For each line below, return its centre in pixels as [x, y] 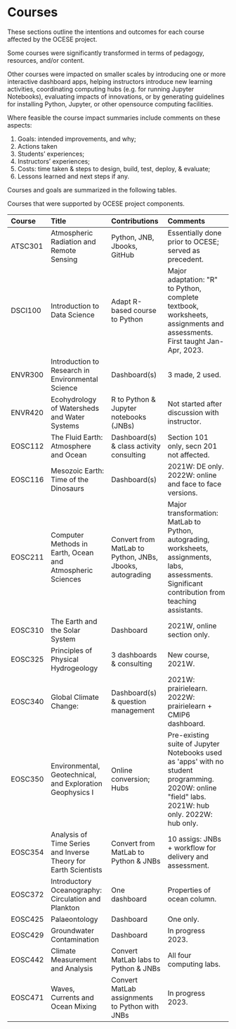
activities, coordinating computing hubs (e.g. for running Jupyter [101, 89]
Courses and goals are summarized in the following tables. [92, 190]
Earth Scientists [76, 870]
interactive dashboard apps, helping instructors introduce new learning [110, 81]
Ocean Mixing [73, 1006]
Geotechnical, [73, 775]
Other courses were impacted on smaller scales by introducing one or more [117, 74]
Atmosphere [71, 446]
